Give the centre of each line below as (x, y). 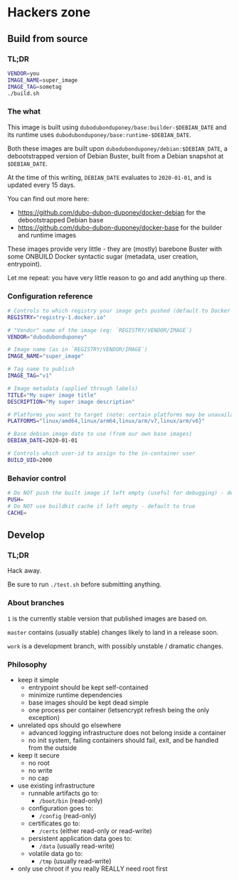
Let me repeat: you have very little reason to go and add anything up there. (117, 277)
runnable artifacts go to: (64, 793)
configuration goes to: (61, 808)
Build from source (48, 39)
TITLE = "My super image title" (52, 395)
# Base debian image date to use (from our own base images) (100, 434)
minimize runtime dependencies (75, 694)
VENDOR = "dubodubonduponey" (47, 337)
